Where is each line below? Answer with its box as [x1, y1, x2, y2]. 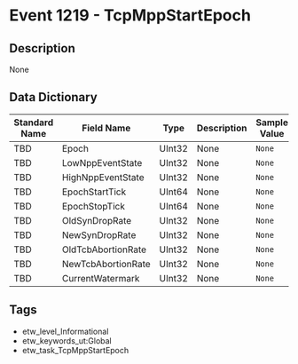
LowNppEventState [61, 156, 143, 169]
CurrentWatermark [61, 272, 140, 284]
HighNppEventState [61, 170, 145, 183]
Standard [13, 116, 54, 129]
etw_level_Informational [21, 326, 109, 336]
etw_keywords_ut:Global [21, 335, 113, 346]
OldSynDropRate [61, 214, 132, 226]
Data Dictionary [9, 90, 98, 105]
